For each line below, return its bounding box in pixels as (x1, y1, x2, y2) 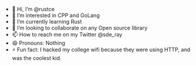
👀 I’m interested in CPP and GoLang (11, 12, 100, 19)
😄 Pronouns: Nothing (11, 39, 66, 47)
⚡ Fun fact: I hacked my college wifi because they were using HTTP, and (11, 46, 191, 53)
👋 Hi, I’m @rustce (11, 6, 55, 12)
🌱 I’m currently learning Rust (11, 18, 82, 25)
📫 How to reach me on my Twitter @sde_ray (11, 31, 122, 38)
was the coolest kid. (11, 55, 62, 61)
